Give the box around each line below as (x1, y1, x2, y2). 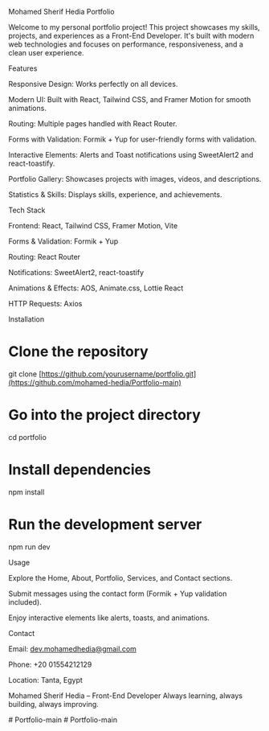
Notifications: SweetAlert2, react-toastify (8, 268, 145, 277)
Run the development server (8, 515, 202, 533)
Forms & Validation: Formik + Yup (8, 236, 119, 246)
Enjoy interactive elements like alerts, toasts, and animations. (8, 613, 210, 622)
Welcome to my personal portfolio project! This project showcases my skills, (8, 23, 260, 31)
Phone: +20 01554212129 (8, 659, 92, 669)
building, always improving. (8, 699, 99, 708)
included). (8, 597, 42, 606)
